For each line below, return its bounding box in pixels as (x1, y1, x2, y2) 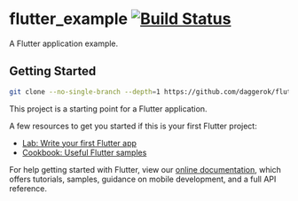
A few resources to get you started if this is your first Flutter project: (9, 120, 257, 131)
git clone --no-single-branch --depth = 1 (9, 87, 161, 97)
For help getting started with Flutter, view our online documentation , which (9, 164, 282, 174)
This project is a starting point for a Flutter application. (9, 103, 208, 114)
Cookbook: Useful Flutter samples (21, 147, 147, 158)
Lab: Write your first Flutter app (21, 137, 137, 148)
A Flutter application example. (9, 38, 119, 49)
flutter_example (9, 9, 129, 29)
